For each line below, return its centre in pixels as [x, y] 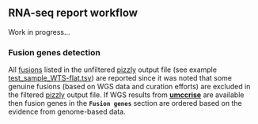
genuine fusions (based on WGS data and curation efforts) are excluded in [129, 87]
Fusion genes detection [54, 52]
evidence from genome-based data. [67, 112]
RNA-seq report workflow [73, 13]
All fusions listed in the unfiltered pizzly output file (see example [113, 70]
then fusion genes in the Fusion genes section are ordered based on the [125, 103]
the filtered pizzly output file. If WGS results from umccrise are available [126, 95]
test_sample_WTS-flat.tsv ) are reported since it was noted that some [120, 78]
